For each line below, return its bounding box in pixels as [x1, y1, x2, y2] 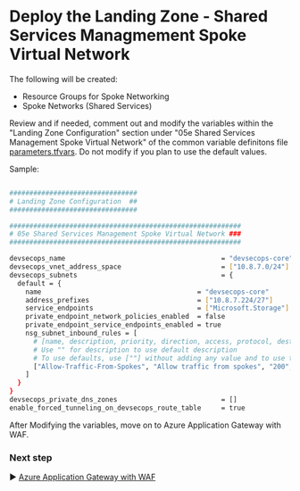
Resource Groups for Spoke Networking [21, 91, 170, 102]
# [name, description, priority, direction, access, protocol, [32, 337, 274, 345]
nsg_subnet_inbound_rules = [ [25, 329, 138, 338]
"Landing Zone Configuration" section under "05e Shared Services [9, 127, 256, 137]
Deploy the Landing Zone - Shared [9, 6, 269, 27]
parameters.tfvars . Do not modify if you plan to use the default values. [9, 146, 268, 157]
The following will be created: [9, 73, 118, 84]
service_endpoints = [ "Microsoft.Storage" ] [25, 304, 290, 313]
